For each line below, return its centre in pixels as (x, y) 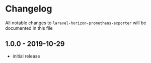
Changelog (29, 9)
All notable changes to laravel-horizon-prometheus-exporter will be (76, 23)
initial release (26, 56)
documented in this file (29, 28)
